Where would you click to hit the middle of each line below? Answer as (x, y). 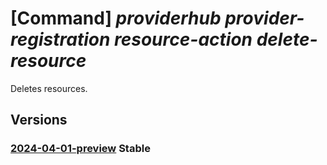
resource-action (183, 39)
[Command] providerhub (116, 18)
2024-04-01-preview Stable (80, 149)
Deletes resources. (49, 88)
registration (60, 39)
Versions (39, 120)
